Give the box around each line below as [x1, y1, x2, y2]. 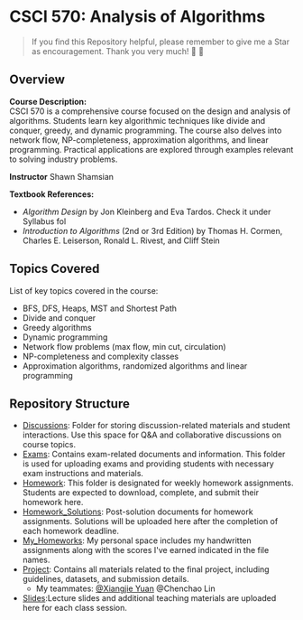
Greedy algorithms [22, 322, 92, 333]
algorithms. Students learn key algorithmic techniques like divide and [9, 115, 266, 126]
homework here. [22, 497, 84, 508]
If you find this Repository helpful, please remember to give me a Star [31, 36, 290, 47]
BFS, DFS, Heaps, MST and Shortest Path [22, 303, 178, 314]
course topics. [22, 439, 77, 450]
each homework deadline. [22, 526, 120, 537]
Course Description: [9, 96, 87, 107]
